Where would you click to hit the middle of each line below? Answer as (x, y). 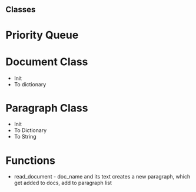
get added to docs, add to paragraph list (63, 183)
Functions (30, 160)
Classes (21, 10)
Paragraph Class (47, 108)
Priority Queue (42, 35)
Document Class (47, 62)
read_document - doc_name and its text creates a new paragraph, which (102, 177)
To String (25, 137)
